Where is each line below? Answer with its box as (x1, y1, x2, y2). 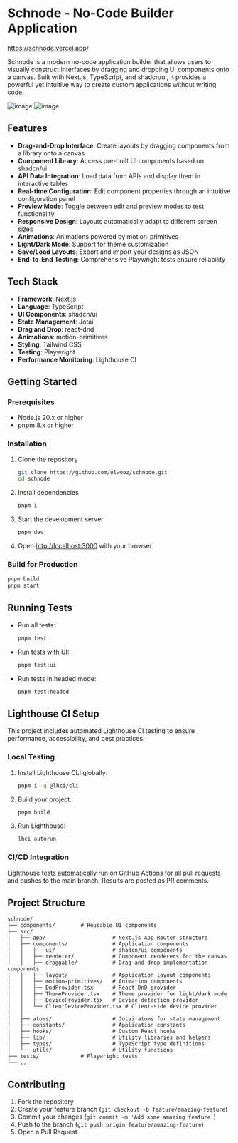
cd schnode (17, 476, 50, 483)
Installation (7, 439, 48, 449)
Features (7, 123, 48, 135)
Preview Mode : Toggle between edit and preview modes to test (17, 202, 205, 210)
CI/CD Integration (7, 852, 70, 862)
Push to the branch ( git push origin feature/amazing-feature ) (17, 1120, 204, 1129)
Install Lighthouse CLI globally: (17, 768, 108, 776)
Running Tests (7, 602, 72, 614)
